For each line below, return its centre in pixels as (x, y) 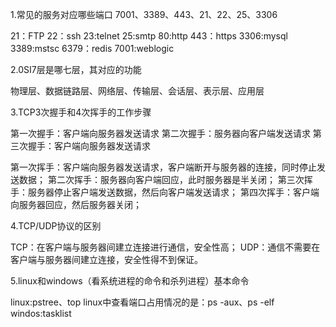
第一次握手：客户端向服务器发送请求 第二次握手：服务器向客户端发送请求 (160, 133)
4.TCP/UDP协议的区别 (56, 226)
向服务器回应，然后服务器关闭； (76, 204)
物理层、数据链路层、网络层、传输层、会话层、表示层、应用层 (137, 91)
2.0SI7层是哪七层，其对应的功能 (76, 69)
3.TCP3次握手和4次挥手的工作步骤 (81, 112)
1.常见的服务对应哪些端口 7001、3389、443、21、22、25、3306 (144, 14)
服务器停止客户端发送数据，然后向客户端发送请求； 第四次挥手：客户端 (173, 192)
